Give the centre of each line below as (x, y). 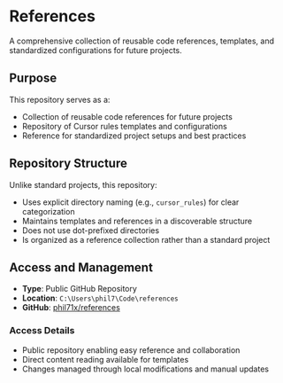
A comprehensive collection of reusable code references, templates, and (141, 41)
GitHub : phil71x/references (71, 308)
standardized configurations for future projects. (96, 50)
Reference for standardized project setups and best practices (134, 136)
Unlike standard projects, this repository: (83, 184)
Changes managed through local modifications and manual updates (145, 369)
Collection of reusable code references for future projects (127, 116)
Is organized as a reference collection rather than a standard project (146, 239)
